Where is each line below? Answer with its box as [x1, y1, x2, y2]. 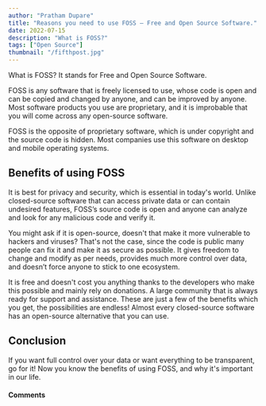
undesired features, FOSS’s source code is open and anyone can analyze [8, 204, 248, 214]
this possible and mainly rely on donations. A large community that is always [8, 285, 258, 295]
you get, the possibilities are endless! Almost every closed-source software [8, 303, 255, 312]
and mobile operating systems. [8, 144, 110, 153]
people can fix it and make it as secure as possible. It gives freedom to [8, 245, 240, 254]
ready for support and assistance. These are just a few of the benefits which [8, 294, 259, 304]
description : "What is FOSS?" [8, 33, 109, 42]
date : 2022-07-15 [8, 26, 66, 34]
